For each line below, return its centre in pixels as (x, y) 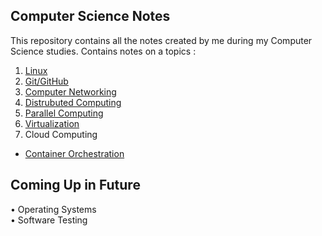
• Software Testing (49, 220)
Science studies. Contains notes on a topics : (103, 51)
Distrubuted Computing (73, 102)
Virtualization (52, 123)
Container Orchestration (74, 153)
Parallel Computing (64, 113)
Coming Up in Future (75, 185)
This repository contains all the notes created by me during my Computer (161, 40)
